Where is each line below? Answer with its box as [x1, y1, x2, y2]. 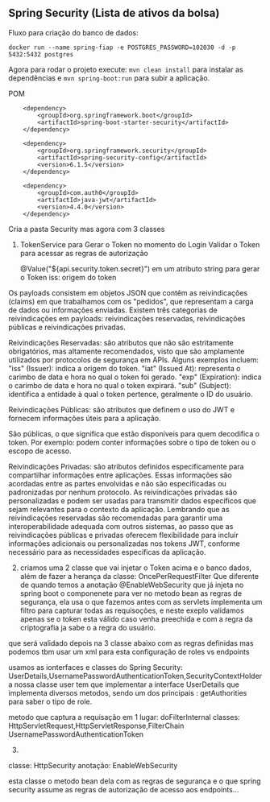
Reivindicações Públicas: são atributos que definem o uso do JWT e [8, 404, 235, 414]
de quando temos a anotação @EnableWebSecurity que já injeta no [19, 580, 244, 589]
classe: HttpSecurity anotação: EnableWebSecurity [8, 760, 178, 770]
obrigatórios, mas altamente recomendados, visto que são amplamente [8, 346, 245, 356]
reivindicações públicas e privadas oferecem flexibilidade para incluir [8, 530, 239, 539]
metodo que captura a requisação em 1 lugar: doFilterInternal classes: [8, 712, 240, 721]
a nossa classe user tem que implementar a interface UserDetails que [8, 680, 239, 689]
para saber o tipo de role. [8, 697, 93, 706]
